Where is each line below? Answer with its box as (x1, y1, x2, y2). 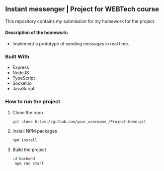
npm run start (14, 161, 44, 166)
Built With (5, 53, 30, 60)
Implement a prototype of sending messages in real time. (12, 41, 129, 47)
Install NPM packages (12, 128, 57, 134)
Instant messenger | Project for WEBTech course (5, 5, 160, 13)
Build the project (12, 147, 46, 153)
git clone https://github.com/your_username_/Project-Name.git (12, 119, 147, 124)
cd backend (12, 157, 35, 162)
